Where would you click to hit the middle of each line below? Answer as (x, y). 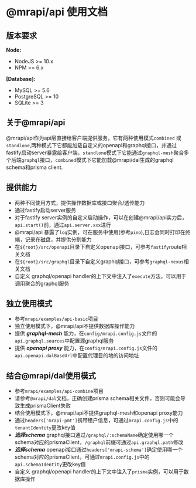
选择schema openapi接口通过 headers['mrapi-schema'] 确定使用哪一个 (99, 450)
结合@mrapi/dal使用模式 (51, 376)
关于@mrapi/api (36, 123)
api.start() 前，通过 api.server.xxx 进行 (63, 225)
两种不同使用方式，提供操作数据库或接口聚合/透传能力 (80, 202)
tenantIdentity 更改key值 (45, 428)
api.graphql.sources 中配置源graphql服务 (64, 341)
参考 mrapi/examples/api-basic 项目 (56, 319)
